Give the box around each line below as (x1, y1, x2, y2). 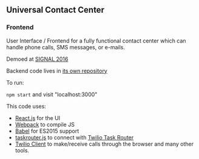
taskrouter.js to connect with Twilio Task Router (15, 133, 134, 141)
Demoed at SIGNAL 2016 (6, 55, 69, 63)
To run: (6, 79, 24, 86)
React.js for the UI (15, 114, 61, 121)
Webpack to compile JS (15, 121, 75, 128)
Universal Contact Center (6, 5, 105, 15)
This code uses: (6, 102, 47, 110)
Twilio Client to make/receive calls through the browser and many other (15, 140, 194, 147)
